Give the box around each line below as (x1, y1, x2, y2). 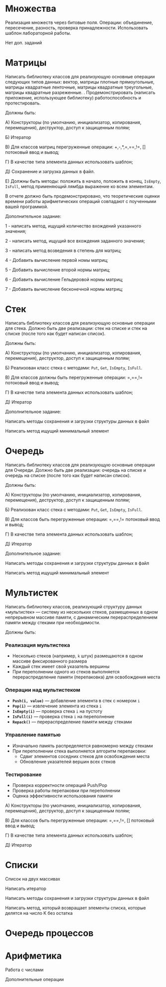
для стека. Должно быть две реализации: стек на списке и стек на (5, 325, 148, 331)
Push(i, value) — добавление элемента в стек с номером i (12, 698, 140, 704)
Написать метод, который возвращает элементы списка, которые (5, 904, 146, 911)
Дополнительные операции (5, 976, 64, 982)
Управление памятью (5, 731, 61, 738)
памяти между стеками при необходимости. (5, 619, 100, 625)
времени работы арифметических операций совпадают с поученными (5, 198, 157, 204)
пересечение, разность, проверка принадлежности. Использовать (5, 24, 148, 30)
